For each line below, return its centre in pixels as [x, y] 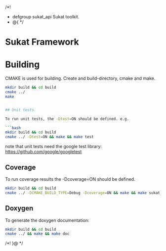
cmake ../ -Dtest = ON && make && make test [49, 137]
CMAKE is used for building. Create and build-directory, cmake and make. [80, 78]
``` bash [13, 128]
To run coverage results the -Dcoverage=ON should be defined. [70, 179]
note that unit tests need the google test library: [54, 147]
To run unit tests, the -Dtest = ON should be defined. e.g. [67, 119]
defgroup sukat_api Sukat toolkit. [46, 17]
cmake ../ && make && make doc [37, 234]
